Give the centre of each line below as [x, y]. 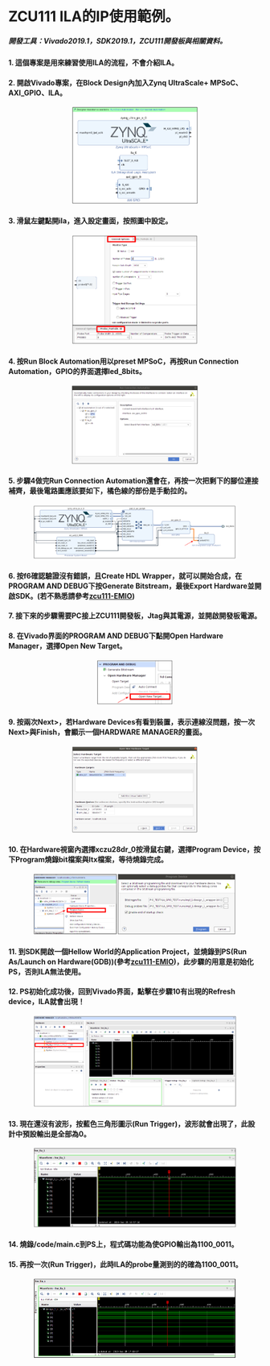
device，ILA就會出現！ [47, 1002]
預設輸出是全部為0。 [56, 1134]
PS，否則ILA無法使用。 [47, 971]
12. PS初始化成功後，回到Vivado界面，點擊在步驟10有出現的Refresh [122, 991]
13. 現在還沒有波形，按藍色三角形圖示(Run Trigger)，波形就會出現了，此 [128, 1123]
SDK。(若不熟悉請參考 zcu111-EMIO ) [75, 596]
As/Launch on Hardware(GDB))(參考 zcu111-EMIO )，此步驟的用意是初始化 [131, 961]
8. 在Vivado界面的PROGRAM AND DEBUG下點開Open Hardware [116, 635]
